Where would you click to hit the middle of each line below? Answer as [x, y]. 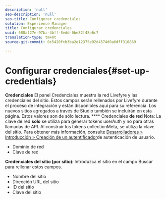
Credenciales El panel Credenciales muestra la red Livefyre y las [71, 95]
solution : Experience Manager [36, 24]
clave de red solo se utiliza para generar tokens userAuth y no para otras [80, 121]
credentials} [31, 81]
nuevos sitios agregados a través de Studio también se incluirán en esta [79, 111]
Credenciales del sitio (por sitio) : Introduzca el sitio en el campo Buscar [79, 161]
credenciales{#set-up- [101, 71]
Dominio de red [28, 147]
